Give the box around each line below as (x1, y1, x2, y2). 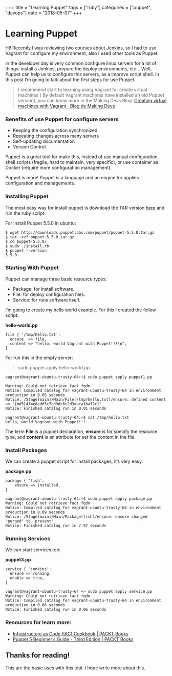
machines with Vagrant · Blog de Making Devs (17, 103, 115, 109)
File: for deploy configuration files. (12, 291, 85, 297)
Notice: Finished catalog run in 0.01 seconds (5, 406, 106, 411)
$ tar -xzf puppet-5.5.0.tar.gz (5, 234, 74, 239)
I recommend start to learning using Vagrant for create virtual (17, 86, 147, 92)
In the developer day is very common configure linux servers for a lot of (5, 60, 157, 66)
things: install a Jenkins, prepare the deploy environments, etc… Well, (5, 65, 152, 71)
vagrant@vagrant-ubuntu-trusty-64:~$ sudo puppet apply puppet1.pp (5, 374, 153, 380)
